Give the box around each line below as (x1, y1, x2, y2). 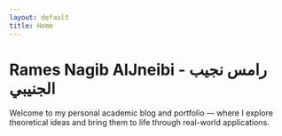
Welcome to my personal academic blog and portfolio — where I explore (9, 108, 273, 118)
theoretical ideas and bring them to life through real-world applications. (9, 117, 270, 128)
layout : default (9, 12, 69, 22)
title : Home (9, 21, 53, 30)
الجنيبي (9, 78, 56, 99)
